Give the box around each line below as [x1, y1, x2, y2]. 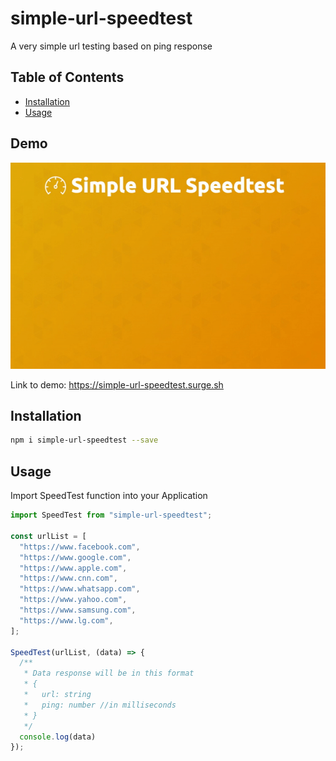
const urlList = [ [10, 531, 87, 541]
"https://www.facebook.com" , [19, 542, 141, 552]
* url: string [23, 690, 92, 700]
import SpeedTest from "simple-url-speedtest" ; [10, 510, 213, 521]
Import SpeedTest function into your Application [10, 490, 208, 502]
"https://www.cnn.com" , [19, 573, 118, 584]
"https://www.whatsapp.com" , [19, 584, 141, 594]
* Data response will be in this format [23, 668, 195, 679]
